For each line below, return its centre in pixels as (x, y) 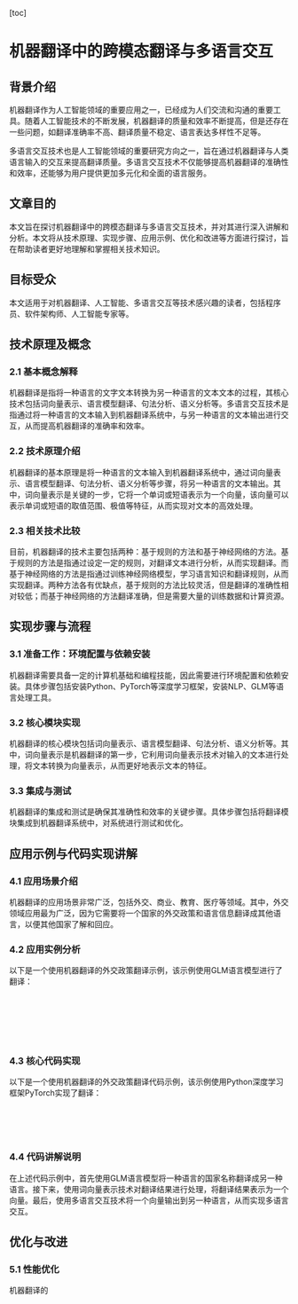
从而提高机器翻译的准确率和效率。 (86, 426)
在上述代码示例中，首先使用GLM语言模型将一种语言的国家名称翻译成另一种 (146, 1178)
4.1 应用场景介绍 (43, 881)
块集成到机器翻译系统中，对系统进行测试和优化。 (98, 823)
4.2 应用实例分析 (45, 949)
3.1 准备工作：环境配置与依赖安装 (80, 654)
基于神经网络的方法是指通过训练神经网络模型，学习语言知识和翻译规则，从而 (149, 573)
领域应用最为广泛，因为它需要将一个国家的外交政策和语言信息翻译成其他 (141, 913)
